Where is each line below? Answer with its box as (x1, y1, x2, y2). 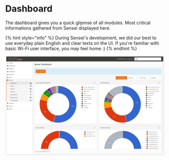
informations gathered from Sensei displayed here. (5, 25, 111, 31)
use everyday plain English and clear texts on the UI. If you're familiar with (5, 40, 159, 46)
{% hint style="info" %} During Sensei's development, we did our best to (5, 35, 157, 41)
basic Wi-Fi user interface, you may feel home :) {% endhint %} (5, 45, 137, 51)
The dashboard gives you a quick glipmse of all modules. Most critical (5, 20, 151, 26)
